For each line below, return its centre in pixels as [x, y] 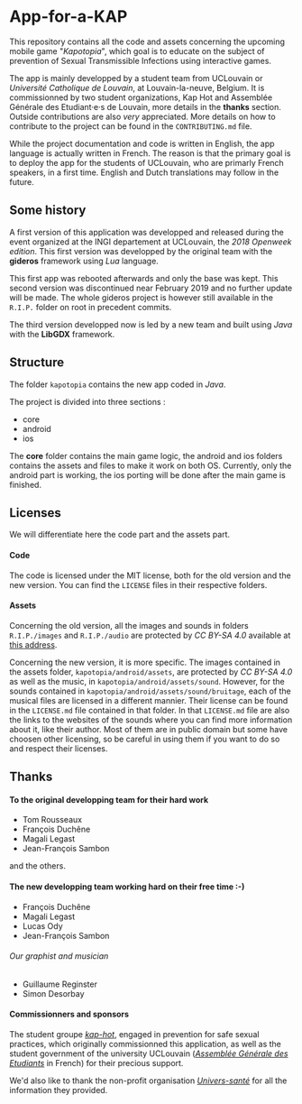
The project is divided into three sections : [87, 401]
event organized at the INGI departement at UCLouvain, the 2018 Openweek [151, 242]
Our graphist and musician [59, 956]
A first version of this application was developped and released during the [146, 232]
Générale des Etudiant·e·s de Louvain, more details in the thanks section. [146, 106]
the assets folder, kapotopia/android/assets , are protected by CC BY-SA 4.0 [151, 672]
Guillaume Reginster [59, 984]
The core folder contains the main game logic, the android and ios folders [146, 455]
